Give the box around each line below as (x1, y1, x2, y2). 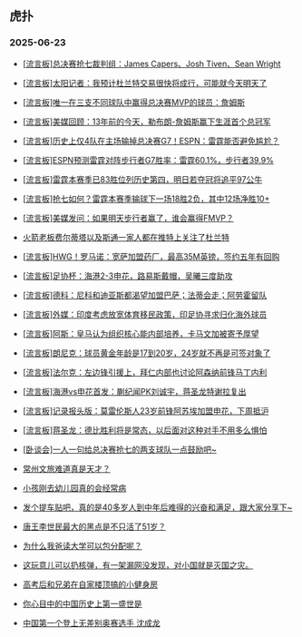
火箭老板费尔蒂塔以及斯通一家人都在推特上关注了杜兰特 (22, 231, 229, 242)
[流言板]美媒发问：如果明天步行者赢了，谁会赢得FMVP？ (22, 212, 234, 223)
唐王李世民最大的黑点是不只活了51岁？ (22, 521, 166, 532)
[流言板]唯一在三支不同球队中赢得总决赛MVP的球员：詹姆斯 (22, 96, 246, 107)
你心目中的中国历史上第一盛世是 (22, 598, 142, 609)
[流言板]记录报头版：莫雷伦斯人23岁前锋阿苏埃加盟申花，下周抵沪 (22, 405, 269, 416)
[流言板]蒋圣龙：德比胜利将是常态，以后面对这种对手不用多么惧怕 (22, 425, 268, 436)
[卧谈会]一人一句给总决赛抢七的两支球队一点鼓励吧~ (22, 444, 218, 455)
